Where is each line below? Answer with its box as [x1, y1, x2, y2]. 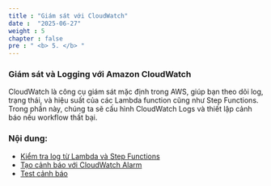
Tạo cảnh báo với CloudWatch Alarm [19, 159, 142, 170]
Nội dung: [8, 133, 49, 144]
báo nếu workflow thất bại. [8, 112, 98, 122]
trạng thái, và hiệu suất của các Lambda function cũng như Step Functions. [8, 95, 259, 105]
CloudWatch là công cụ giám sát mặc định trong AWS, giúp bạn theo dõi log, [8, 87, 264, 97]
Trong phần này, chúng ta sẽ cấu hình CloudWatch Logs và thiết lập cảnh [8, 104, 252, 114]
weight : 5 [8, 27, 45, 35]
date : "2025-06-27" [8, 19, 82, 27]
